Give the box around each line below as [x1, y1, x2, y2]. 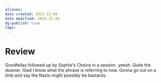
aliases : [5, 7, 23, 12]
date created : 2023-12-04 [5, 12, 57, 17]
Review [5, 46, 35, 57]
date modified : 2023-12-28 [5, 16, 60, 21]
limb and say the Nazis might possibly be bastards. [5, 72, 107, 78]
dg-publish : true [5, 20, 40, 26]
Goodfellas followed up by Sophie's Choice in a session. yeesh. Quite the [5, 62, 151, 68]
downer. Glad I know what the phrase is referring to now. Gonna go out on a [5, 67, 157, 73]
